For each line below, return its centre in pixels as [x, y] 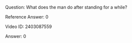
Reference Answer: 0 [27, 17]
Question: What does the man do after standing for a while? [66, 7]
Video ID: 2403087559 [29, 26]
